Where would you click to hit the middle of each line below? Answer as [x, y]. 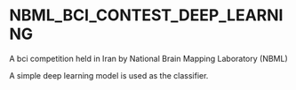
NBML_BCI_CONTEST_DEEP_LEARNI [146, 15]
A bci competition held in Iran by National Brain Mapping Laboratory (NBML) [149, 58]
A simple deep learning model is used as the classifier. [109, 75]
